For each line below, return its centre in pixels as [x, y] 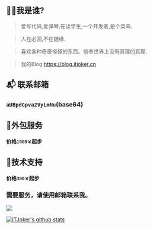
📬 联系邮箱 [28, 85]
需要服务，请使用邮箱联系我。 [49, 195]
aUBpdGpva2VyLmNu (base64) [45, 105]
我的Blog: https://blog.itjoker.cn [58, 64]
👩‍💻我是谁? [25, 11]
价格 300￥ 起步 [23, 178]
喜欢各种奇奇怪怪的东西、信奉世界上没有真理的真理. [84, 51]
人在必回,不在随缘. [43, 39]
